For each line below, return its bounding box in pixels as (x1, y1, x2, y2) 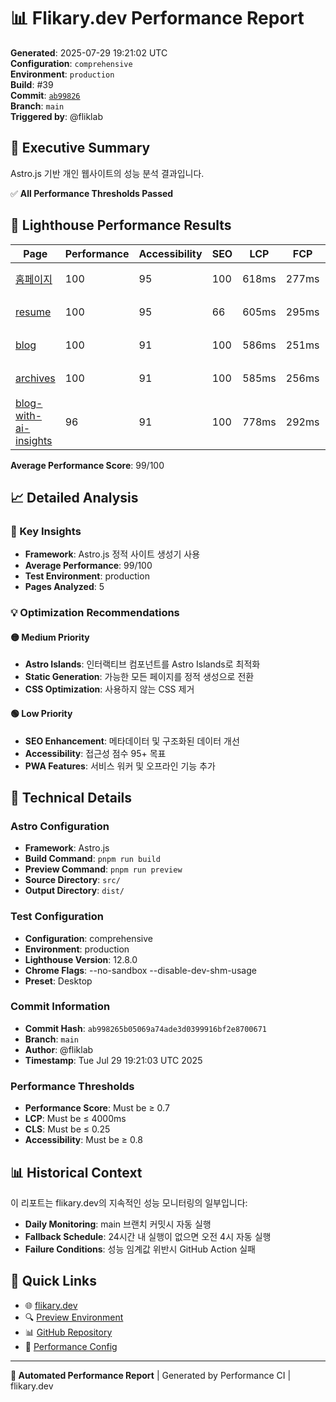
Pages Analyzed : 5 (24, 581, 105, 593)
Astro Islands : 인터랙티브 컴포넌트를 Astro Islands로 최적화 (24, 658, 261, 670)
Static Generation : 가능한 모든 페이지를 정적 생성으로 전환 (24, 671, 255, 683)
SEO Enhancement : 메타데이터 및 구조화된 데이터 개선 (24, 735, 240, 747)
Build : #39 (10, 78, 54, 90)
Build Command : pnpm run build (24, 853, 161, 865)
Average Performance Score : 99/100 (10, 459, 165, 471)
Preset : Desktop (24, 975, 93, 987)
